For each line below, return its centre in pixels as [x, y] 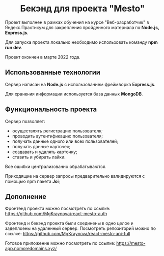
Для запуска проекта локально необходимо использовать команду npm [82, 42]
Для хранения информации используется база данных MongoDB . [74, 94]
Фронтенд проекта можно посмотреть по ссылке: [58, 208]
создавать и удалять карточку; [45, 152]
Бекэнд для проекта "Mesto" [82, 9]
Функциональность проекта [51, 110]
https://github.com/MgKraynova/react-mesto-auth [56, 214]
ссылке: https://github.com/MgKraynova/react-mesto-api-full [68, 234]
